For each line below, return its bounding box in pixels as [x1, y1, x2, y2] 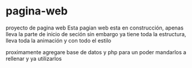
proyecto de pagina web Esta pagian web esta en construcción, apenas [5, 24, 184, 31]
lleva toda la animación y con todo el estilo [5, 37, 112, 44]
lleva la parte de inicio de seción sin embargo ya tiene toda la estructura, [5, 30, 187, 37]
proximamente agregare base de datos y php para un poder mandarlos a [5, 48, 187, 55]
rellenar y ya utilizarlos [5, 55, 62, 62]
